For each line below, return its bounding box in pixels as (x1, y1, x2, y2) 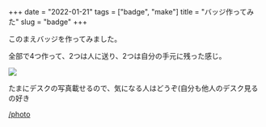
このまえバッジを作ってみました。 (8, 35, 122, 43)
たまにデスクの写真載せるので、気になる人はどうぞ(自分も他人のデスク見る (8, 84, 259, 92)
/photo (8, 109, 31, 119)
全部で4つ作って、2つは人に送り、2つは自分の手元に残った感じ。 (8, 51, 226, 60)
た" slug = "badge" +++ (8, 17, 87, 27)
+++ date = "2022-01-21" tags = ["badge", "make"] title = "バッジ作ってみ (8, 7, 255, 16)
